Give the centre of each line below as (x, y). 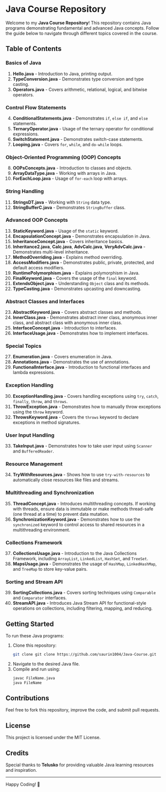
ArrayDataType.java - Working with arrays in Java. (65, 173)
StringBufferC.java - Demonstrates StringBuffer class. (69, 207)
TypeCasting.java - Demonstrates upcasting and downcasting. (77, 289)
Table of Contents (34, 49)
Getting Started (30, 624)
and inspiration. (21, 770)
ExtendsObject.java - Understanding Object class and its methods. (81, 283)
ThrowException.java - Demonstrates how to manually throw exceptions (87, 407)
